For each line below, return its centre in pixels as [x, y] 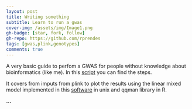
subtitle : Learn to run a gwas [44, 22]
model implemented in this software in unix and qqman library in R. [86, 89]
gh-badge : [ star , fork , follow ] [45, 33]
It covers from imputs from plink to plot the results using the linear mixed [94, 83]
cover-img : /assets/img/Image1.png [49, 28]
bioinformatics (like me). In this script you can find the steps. [79, 72]
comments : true [25, 50]
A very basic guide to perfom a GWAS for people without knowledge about [96, 66]
